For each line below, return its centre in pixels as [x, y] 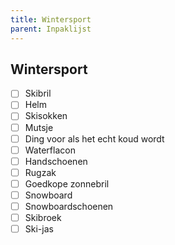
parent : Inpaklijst [51, 29]
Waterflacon [50, 150]
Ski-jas [39, 229]
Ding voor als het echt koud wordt [94, 138]
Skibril [38, 93]
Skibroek [43, 217]
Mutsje [39, 127]
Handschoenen [56, 161]
